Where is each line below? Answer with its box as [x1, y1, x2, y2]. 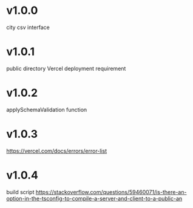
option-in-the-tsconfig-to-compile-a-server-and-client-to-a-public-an [6, 195, 183, 202]
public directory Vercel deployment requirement [6, 65, 126, 72]
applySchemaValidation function [6, 106, 87, 113]
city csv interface [6, 24, 50, 31]
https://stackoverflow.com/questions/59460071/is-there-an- [35, 188, 187, 195]
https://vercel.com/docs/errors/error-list [6, 147, 107, 154]
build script [6, 188, 35, 195]
